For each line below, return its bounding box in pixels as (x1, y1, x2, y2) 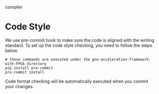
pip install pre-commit (5, 65, 53, 70)
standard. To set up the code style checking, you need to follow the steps (5, 42, 152, 48)
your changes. (5, 83, 34, 89)
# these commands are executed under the (5, 57, 90, 62)
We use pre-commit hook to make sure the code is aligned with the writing (5, 37, 155, 43)
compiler (5, 4, 23, 10)
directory (26, 61, 47, 66)
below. (5, 47, 18, 53)
